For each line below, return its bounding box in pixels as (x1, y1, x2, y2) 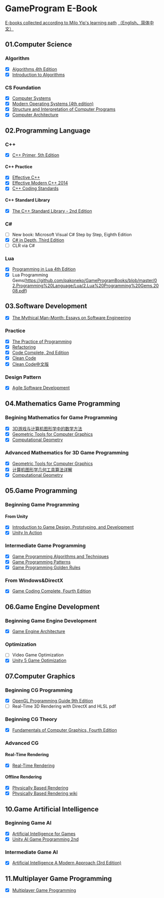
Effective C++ (12, 175, 41, 180)
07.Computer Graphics (5, 672, 76, 680)
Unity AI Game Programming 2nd (12, 836, 79, 842)
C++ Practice (5, 163, 33, 169)
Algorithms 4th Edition (12, 66, 57, 72)
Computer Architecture (12, 112, 59, 118)
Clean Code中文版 (12, 361, 49, 367)
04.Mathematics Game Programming (5, 399, 121, 407)
